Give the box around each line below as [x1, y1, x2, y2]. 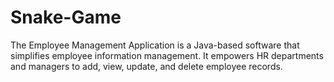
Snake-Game [10, 6, 122, 29]
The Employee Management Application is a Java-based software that [10, 39, 300, 51]
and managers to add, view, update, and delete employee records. [10, 60, 283, 72]
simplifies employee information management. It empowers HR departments [10, 49, 324, 61]
